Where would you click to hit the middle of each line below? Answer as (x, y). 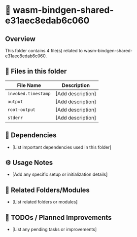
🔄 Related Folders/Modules (48, 190)
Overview (20, 39)
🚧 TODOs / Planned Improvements (58, 217)
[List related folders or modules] (45, 202)
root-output (22, 110)
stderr (15, 118)
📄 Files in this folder (36, 71)
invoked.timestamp (29, 94)
